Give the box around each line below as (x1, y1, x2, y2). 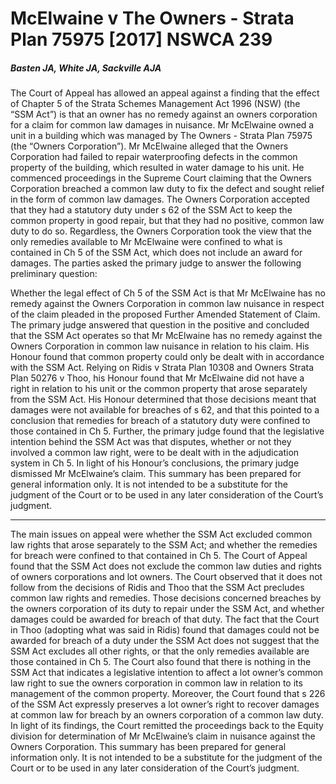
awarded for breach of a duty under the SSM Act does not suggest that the (10, 635, 320, 647)
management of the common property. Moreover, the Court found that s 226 (10, 688, 326, 700)
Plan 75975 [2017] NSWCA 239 (10, 28, 273, 51)
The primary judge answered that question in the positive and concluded (10, 319, 310, 331)
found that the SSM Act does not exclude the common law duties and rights (10, 560, 322, 572)
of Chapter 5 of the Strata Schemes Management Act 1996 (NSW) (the (10, 98, 301, 110)
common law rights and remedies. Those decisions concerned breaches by (10, 592, 322, 604)
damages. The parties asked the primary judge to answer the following (10, 257, 302, 269)
